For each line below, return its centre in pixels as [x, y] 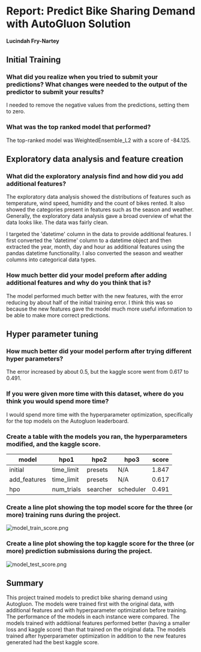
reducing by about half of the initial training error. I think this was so [90, 302]
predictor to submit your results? [55, 92]
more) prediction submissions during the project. [79, 551]
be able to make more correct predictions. [58, 315]
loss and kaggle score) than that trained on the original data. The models [96, 630]
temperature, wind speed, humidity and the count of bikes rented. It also [95, 203]
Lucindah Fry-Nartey [33, 41]
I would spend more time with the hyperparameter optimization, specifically [100, 414]
